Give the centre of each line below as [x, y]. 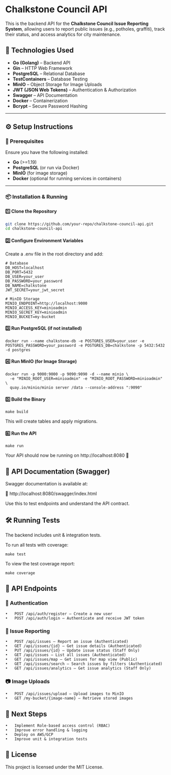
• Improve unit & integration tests [46, 739]
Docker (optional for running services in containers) [67, 178]
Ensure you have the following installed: [47, 152]
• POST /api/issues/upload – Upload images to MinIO [65, 694]
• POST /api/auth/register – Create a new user [59, 614]
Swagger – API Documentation [45, 95]
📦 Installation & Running [36, 197]
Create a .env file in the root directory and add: [54, 254]
